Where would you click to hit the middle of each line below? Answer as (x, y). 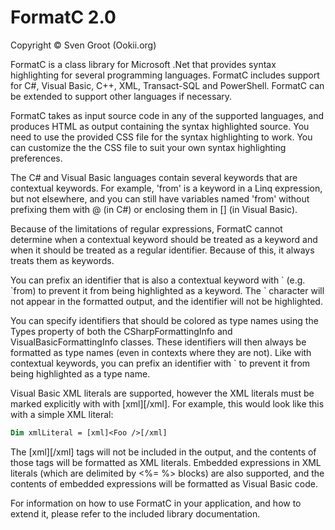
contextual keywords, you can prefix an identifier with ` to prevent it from (160, 363)
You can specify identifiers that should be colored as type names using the (164, 320)
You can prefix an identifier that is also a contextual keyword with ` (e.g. (158, 280)
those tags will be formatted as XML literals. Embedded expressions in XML (166, 462)
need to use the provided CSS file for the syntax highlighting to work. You (161, 137)
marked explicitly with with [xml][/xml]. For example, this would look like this (167, 403)
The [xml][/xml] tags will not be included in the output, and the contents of (163, 452)
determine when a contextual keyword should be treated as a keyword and (164, 239)
